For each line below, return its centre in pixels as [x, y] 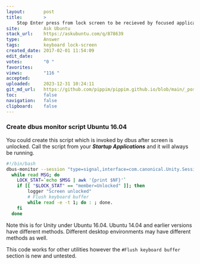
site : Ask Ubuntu [38, 28]
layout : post [30, 12]
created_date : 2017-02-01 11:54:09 [50, 51]
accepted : [18, 78]
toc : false [32, 95]
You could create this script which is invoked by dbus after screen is [90, 140]
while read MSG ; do [36, 175]
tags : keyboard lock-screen [51, 45]
